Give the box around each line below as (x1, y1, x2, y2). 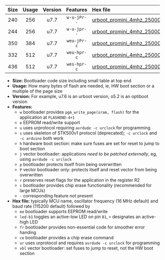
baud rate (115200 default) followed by (12, 203, 90, 209)
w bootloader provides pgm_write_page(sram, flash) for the (19, 109, 139, 115)
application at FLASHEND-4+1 (19, 114, 75, 120)
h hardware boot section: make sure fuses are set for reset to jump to (19, 140, 160, 146)
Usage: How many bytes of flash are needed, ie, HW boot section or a (12, 83, 155, 89)
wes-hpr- (66, 62, 87, 67)
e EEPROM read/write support (19, 120, 80, 125)
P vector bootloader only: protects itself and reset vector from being (19, 167, 157, 172)
